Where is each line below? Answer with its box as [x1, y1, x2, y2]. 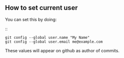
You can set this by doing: [5, 16, 57, 22]
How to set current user [5, 4, 78, 12]
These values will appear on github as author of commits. [5, 47, 120, 53]
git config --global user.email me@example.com [5, 39, 103, 44]
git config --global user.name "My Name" [5, 35, 90, 40]
